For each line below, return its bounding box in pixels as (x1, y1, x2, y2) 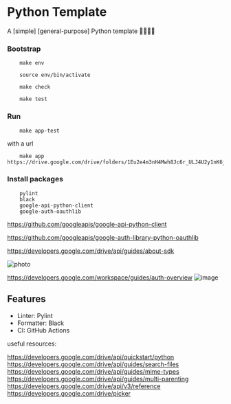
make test (19, 96, 48, 103)
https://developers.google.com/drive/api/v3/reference (7, 382, 161, 390)
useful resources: (7, 339, 57, 348)
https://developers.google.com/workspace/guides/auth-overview (7, 273, 192, 282)
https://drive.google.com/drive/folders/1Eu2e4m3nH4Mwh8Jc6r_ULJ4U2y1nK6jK (7, 159, 229, 166)
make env (19, 60, 45, 67)
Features (7, 293, 46, 305)
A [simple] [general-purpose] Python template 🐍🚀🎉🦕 (7, 27, 156, 35)
